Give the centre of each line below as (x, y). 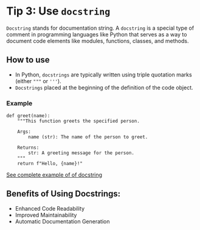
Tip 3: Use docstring (58, 11)
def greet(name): (28, 116)
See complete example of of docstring (54, 175)
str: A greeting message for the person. (81, 153)
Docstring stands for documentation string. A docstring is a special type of (100, 28)
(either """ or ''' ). (38, 81)
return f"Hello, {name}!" (50, 164)
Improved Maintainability (46, 215)
